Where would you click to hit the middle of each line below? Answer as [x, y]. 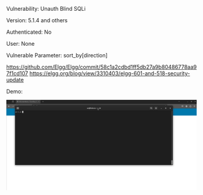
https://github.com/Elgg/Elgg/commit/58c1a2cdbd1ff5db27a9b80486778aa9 [101, 67]
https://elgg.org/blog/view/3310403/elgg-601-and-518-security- [110, 73]
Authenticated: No [29, 32]
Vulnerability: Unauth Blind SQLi [46, 9]
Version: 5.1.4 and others [37, 20]
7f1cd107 [17, 73]
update [15, 80]
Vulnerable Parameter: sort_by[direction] [57, 55]
